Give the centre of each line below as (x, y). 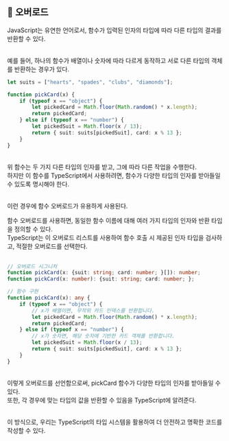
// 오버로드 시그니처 (32, 266)
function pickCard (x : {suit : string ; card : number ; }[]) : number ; (104, 273)
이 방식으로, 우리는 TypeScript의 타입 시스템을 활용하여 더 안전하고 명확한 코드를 (115, 422)
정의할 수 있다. (34, 229)
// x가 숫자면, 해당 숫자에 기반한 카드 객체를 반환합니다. (104, 336)
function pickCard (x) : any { (49, 298)
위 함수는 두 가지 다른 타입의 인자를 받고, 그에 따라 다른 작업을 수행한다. (102, 167)
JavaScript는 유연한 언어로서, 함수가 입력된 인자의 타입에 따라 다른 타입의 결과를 (114, 30)
